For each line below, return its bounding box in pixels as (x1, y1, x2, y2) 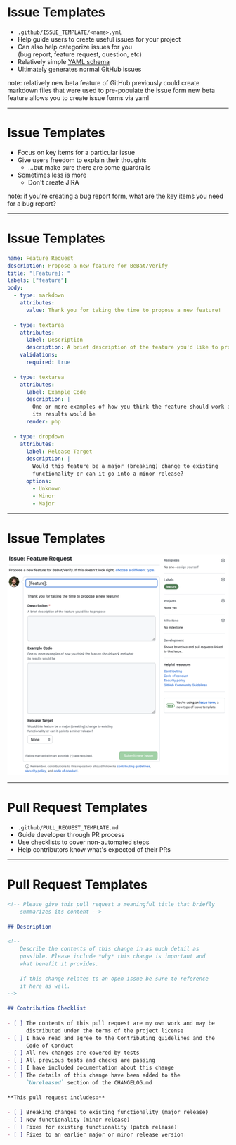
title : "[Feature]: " (7, 269, 71, 277)
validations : (20, 352, 58, 359)
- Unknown (32, 485, 61, 492)
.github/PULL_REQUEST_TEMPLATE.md (17, 824, 119, 831)
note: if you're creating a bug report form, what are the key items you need (7, 192, 223, 200)
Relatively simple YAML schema (17, 57, 110, 66)
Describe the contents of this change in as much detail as (20, 946, 199, 953)
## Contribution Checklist (7, 1005, 86, 1012)
